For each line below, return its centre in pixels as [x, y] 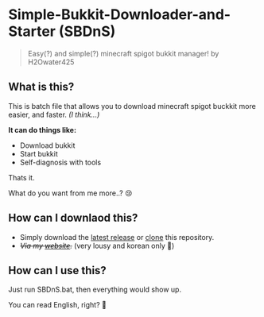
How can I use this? [58, 271]
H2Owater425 [51, 62]
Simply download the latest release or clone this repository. [117, 237]
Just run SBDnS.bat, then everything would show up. [95, 290]
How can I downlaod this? [73, 218]
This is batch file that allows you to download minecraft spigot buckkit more [132, 106]
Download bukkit [47, 145]
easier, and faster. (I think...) [54, 114]
